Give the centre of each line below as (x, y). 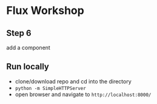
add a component (28, 47)
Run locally (28, 67)
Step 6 (19, 33)
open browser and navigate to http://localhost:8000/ (83, 94)
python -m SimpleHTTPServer (50, 88)
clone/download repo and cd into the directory (73, 81)
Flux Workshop (45, 11)
